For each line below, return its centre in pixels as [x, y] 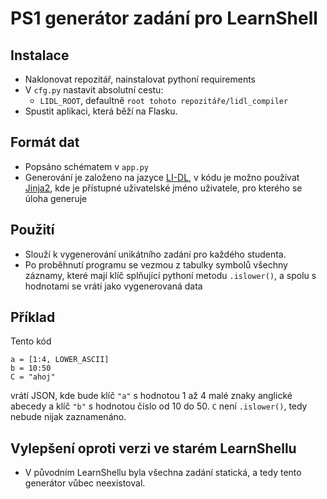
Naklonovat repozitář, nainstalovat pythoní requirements [140, 79]
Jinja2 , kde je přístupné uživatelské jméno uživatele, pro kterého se [163, 188]
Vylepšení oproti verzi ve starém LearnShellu [153, 448]
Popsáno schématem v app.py [87, 166]
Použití [32, 230]
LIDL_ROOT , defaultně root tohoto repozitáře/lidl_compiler [164, 100]
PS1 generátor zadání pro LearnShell [164, 18]
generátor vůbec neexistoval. [85, 483]
